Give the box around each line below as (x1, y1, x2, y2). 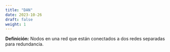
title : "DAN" (5, 7, 33, 13)
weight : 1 (5, 21, 26, 27)
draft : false (5, 17, 33, 22)
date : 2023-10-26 (5, 12, 42, 17)
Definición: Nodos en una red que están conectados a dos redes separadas (5, 36, 165, 42)
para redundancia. (5, 41, 44, 47)
